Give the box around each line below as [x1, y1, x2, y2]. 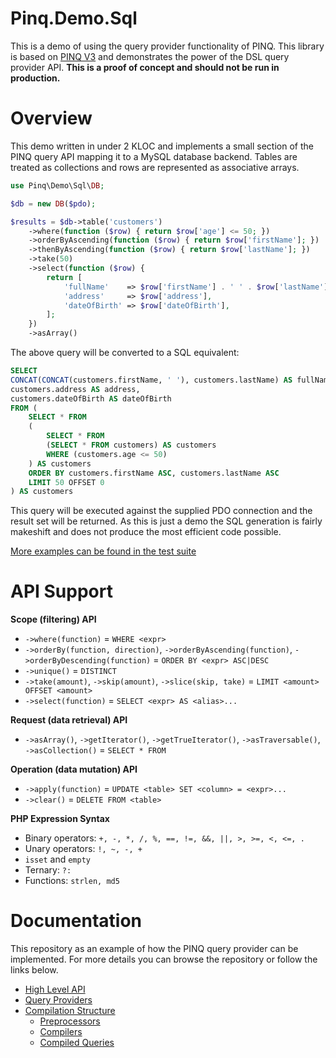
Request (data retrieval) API [10, 714, 128, 726]
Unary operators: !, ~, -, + [24, 843, 143, 855]
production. [10, 72, 61, 84]
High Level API [24, 983, 86, 996]
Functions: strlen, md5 [24, 875, 120, 887]
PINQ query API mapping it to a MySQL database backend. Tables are [10, 150, 298, 162]
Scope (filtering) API [10, 613, 97, 626]
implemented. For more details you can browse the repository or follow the [10, 953, 318, 966]
